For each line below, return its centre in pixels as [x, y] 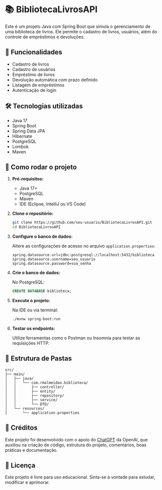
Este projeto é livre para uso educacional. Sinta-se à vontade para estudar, [80, 477]
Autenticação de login [34, 90]
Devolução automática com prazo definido [55, 79]
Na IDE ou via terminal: [35, 310]
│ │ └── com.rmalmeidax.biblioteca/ [47, 383]
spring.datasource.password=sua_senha [51, 264]
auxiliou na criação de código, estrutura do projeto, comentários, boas [76, 445]
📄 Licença [20, 465]
